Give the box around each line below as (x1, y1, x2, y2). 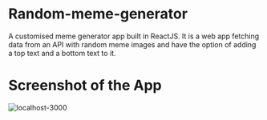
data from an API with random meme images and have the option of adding (8, 39, 257, 49)
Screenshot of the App (8, 77, 162, 94)
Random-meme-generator (8, 5, 188, 23)
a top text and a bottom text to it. (8, 48, 116, 58)
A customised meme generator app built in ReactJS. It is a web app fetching (8, 31, 260, 41)
